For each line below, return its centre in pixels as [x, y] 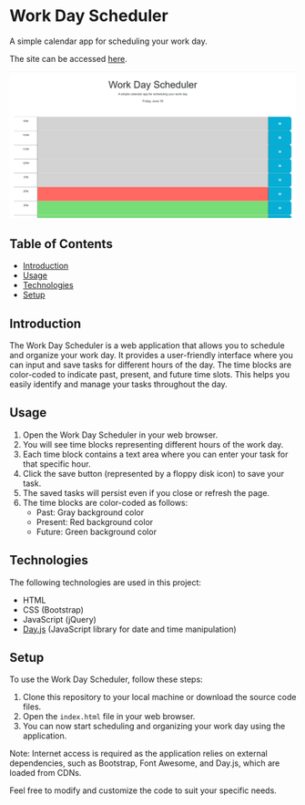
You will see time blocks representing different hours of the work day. [153, 444]
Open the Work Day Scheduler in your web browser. [120, 435]
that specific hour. [56, 464]
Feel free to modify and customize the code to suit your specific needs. [143, 790]
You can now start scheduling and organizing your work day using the [154, 727]
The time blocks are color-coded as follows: [105, 502]
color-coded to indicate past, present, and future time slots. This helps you [150, 374]
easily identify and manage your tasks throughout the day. [118, 384]
